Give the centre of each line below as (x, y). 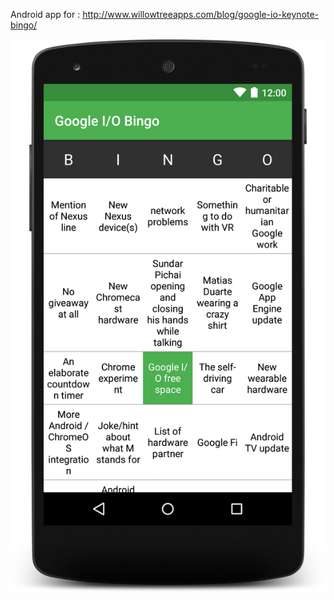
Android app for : (45, 14)
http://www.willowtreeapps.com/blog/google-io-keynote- (201, 14)
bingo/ (24, 25)
